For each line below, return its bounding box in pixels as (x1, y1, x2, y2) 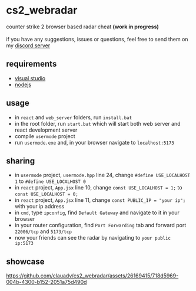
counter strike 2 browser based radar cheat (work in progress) (6, 23, 159, 30)
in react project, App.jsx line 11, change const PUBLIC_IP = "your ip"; (14, 197, 186, 204)
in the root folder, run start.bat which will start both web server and (14, 120, 181, 127)
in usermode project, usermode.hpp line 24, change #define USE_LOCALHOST (14, 172, 191, 179)
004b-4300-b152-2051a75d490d (6, 279, 87, 286)
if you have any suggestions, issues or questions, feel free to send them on (6, 35, 188, 42)
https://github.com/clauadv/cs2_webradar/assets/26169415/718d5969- (6, 272, 179, 279)
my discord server (6, 42, 51, 49)
